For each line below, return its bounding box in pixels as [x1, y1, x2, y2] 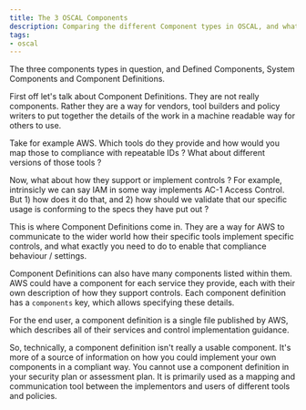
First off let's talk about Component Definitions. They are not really [9, 91, 260, 102]
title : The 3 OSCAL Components [9, 13, 128, 23]
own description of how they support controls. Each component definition [9, 288, 287, 299]
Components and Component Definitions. [9, 74, 166, 85]
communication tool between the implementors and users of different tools [9, 381, 291, 392]
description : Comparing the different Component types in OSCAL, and [9, 22, 280, 31]
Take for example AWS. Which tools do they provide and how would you [9, 138, 280, 149]
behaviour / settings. [9, 251, 87, 261]
